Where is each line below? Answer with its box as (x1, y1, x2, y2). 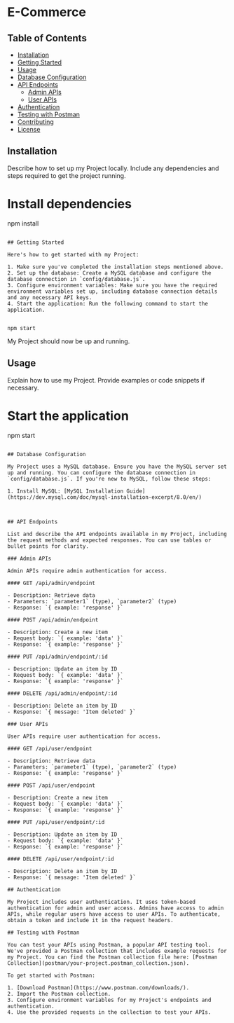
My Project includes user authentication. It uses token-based (7, 898, 196, 905)
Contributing (17, 118, 54, 126)
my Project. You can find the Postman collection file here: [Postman (7, 954, 218, 961)
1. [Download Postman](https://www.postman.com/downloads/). (7, 984, 190, 991)
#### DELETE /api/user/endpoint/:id (7, 856, 114, 863)
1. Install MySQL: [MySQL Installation (7, 488, 124, 495)
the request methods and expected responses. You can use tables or (7, 537, 212, 544)
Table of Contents (7, 32, 88, 44)
